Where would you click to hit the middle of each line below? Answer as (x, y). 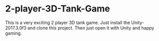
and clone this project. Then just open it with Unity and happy (91, 27)
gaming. (13, 33)
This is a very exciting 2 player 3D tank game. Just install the (68, 22)
